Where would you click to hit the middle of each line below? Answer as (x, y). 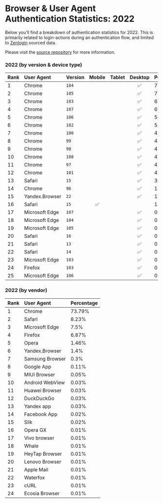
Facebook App (41, 414)
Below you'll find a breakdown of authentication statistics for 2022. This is (79, 32)
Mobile (97, 77)
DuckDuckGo (39, 398)
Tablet (117, 77)
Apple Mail (36, 469)
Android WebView (44, 382)
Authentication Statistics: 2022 (70, 19)
